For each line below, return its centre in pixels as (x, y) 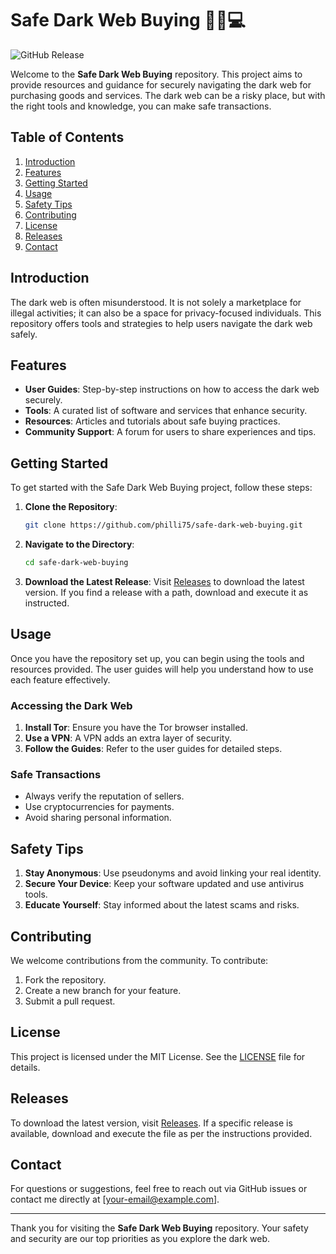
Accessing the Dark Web (71, 705)
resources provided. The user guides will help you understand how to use (162, 669)
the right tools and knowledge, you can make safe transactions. (141, 106)
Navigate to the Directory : (79, 544)
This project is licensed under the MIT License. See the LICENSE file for (158, 1056)
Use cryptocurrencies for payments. (99, 807)
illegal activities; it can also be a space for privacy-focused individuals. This (166, 313)
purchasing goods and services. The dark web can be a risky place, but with (168, 95)
